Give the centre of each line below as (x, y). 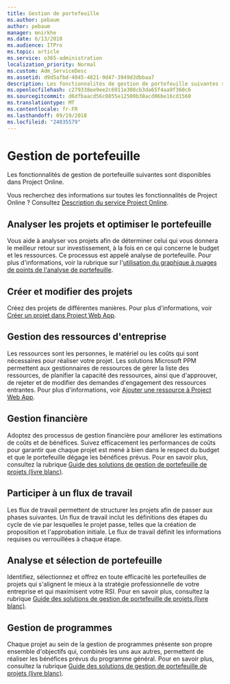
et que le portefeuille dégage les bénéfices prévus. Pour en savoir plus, (108, 457)
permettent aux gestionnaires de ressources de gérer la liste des (98, 368)
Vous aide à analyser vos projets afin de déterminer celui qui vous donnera (113, 241)
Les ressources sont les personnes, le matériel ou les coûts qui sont (103, 353)
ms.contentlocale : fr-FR (42, 109)
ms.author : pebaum (33, 20)
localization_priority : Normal (52, 64)
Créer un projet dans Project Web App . (62, 316)
